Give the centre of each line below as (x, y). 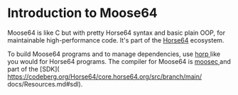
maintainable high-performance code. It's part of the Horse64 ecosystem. (116, 40)
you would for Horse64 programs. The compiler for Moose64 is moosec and (119, 61)
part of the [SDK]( (33, 69)
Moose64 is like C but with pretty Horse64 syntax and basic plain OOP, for (117, 33)
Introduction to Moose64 (82, 13)
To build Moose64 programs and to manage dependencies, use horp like (114, 54)
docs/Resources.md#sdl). (45, 84)
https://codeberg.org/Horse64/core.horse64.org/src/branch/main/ (105, 77)
